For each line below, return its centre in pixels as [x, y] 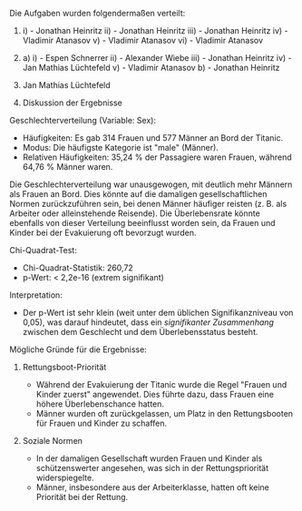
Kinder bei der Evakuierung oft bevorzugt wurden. [103, 232]
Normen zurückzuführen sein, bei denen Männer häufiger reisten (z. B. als [148, 204]
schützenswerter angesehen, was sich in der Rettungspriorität [152, 468]
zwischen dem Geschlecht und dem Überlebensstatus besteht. [140, 332]
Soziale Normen [53, 441]
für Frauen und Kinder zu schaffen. [102, 423]
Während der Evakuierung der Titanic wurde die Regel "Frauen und [161, 384]
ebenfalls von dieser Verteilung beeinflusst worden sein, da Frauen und [142, 223]
